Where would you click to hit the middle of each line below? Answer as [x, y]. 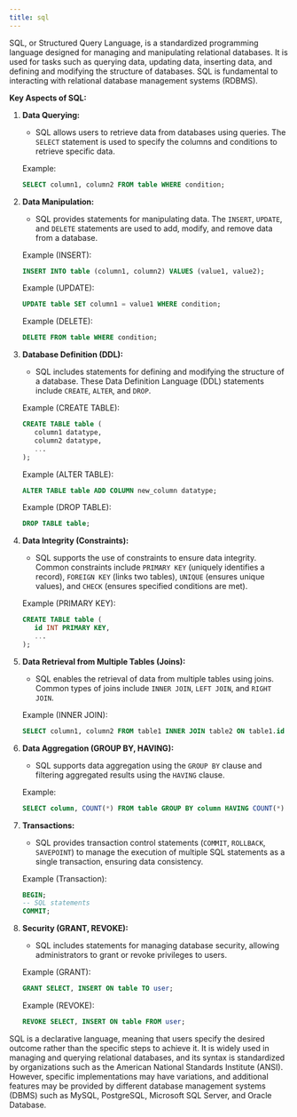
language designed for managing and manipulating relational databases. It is [148, 52]
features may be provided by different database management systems [137, 1086]
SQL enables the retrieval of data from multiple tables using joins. [155, 678]
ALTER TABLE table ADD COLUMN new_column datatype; [119, 491]
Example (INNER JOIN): [65, 714]
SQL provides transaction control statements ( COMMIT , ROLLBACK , [150, 842]
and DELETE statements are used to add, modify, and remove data [154, 228]
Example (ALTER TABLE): [67, 474]
